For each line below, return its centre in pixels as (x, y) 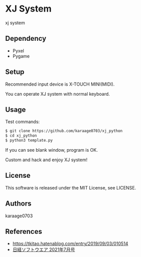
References (24, 232)
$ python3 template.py (29, 141)
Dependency (26, 39)
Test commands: (23, 122)
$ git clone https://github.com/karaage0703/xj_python (64, 131)
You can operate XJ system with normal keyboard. (58, 94)
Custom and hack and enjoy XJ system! (46, 160)
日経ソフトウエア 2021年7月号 (44, 249)
